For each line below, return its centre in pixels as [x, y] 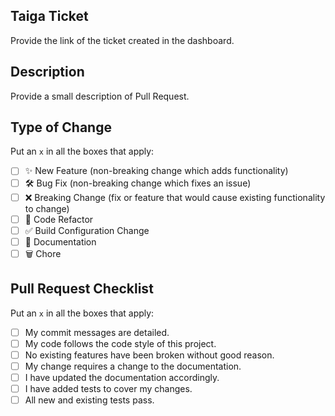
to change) [47, 208]
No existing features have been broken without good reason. [149, 355]
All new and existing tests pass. [89, 400]
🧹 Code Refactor [59, 219]
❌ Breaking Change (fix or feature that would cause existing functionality [175, 197]
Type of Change [61, 127]
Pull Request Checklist [82, 289]
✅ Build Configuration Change [87, 230]
